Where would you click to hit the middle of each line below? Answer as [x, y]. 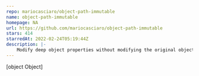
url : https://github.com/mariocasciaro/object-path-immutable [84, 28]
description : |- [26, 45]
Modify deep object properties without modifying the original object [106, 50]
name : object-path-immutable [42, 17]
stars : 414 [20, 34]
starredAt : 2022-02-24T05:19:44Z [47, 39]
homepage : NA [22, 22]
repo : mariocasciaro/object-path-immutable [61, 11]
